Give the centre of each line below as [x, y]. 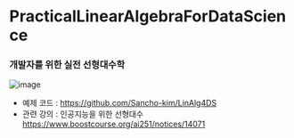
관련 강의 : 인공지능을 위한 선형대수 [83, 114]
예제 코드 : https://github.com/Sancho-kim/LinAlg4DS [119, 103]
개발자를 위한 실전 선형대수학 [67, 65]
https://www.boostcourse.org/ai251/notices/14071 [114, 124]
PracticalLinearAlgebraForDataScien [148, 16]
